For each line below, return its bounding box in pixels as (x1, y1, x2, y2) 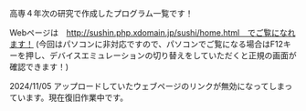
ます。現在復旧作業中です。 (25, 92, 129, 103)
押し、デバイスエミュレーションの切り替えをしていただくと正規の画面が (25, 50, 297, 61)
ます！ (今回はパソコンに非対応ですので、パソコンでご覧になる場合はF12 (9, 39, 283, 49)
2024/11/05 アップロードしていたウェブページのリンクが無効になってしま (9, 81, 285, 91)
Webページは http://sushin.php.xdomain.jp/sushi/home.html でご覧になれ (9, 27, 296, 38)
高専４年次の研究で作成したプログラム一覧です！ (9, 8, 194, 18)
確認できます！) (9, 62, 69, 72)
